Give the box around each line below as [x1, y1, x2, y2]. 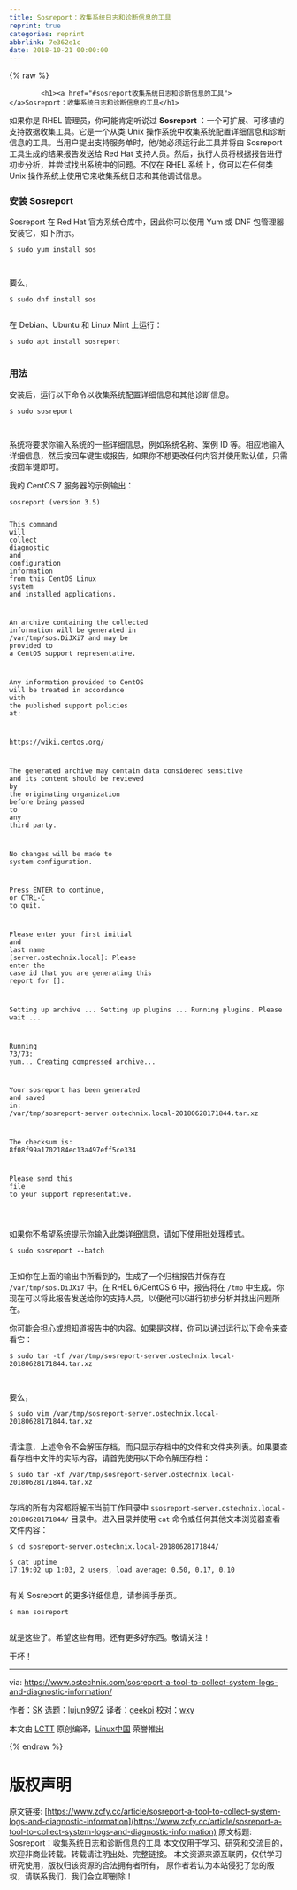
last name [9, 946, 46, 955]
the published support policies [9, 701, 128, 710]
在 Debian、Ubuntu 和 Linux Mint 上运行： [9, 320, 163, 331]
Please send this [9, 1174, 73, 1183]
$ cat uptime [9, 1558, 57, 1566]
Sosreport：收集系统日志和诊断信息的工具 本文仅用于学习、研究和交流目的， [9, 1837, 287, 1848]
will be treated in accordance [9, 686, 125, 695]
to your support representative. [9, 1190, 133, 1199]
